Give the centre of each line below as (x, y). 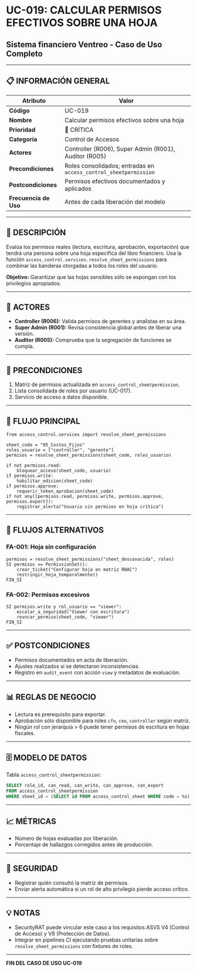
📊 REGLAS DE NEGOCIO (51, 697)
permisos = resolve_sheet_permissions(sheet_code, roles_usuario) (89, 455)
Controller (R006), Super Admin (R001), (120, 149)
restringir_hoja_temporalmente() (57, 574)
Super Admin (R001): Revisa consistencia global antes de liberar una (98, 328)
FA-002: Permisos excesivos (48, 594)
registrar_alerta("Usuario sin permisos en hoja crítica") (90, 507)
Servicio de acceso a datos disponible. (61, 397)
